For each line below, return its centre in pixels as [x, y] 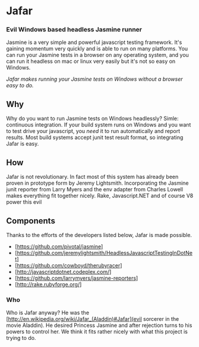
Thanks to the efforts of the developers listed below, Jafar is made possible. [99, 235]
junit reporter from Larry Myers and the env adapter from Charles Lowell [94, 190]
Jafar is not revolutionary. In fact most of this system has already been [92, 177]
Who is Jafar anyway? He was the [48, 313]
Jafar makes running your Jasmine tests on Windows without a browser [94, 79]
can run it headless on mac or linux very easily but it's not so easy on [91, 61]
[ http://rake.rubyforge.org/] [48, 284]
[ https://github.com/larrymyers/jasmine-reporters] [76, 278]
